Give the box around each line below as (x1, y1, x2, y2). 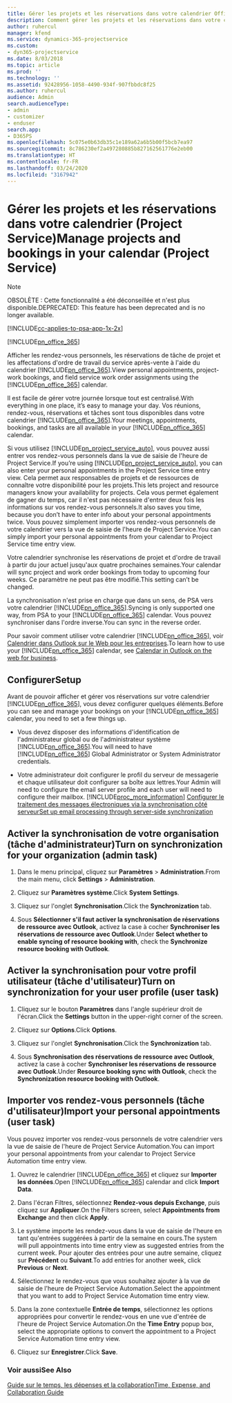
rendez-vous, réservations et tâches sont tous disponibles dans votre (7, 409, 205, 417)
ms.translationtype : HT (7, 152, 76, 159)
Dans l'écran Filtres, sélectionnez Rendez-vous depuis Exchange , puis (17, 1198, 221, 1206)
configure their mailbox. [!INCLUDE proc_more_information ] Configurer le (17, 793, 224, 801)
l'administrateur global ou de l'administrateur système (17, 735, 171, 743)
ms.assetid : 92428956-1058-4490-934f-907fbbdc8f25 (7, 81, 156, 88)
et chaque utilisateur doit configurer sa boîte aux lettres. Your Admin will (17, 778, 221, 786)
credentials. (17, 757, 51, 766)
